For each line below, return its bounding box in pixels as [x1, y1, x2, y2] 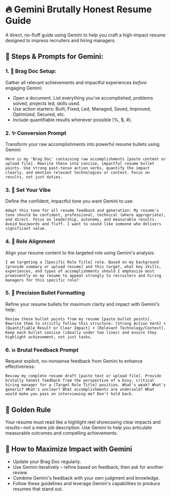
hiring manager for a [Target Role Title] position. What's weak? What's [5, 382, 166, 388]
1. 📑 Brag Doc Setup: [5, 68, 57, 75]
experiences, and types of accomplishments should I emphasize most [5, 268, 155, 273]
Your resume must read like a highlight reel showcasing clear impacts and [5, 419, 161, 425]
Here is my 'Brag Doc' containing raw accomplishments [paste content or [5, 156, 166, 161]
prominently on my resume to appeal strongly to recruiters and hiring [5, 273, 161, 278]
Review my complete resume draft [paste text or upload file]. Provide [5, 374, 161, 379]
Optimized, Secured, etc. [12, 111, 66, 117]
